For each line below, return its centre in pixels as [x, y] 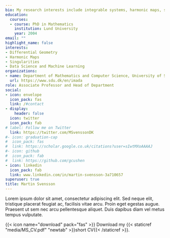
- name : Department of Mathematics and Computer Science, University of [83, 76]
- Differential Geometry [31, 52]
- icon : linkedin [24, 165]
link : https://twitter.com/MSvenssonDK [52, 132]
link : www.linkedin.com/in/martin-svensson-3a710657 [67, 175]
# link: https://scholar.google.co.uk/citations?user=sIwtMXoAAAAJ [79, 147]
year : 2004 [26, 33]
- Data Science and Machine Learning [45, 66]
